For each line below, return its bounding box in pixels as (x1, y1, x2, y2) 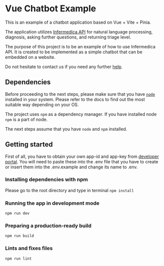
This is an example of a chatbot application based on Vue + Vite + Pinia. (5, 19, 151, 25)
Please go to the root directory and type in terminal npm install (5, 187, 134, 193)
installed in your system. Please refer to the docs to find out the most (5, 96, 145, 102)
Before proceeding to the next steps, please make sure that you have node (5, 91, 155, 97)
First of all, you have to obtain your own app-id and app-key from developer (5, 153, 159, 159)
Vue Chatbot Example (5, 3, 96, 14)
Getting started (5, 140, 53, 149)
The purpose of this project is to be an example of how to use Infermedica (5, 43, 156, 49)
